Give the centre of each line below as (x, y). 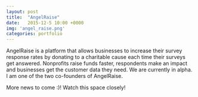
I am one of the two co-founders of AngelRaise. (65, 76)
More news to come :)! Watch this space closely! (66, 87)
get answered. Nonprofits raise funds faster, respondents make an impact (97, 64)
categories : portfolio (34, 34)
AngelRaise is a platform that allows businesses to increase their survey (94, 51)
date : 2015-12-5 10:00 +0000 (45, 23)
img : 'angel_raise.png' (36, 28)
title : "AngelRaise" (33, 17)
